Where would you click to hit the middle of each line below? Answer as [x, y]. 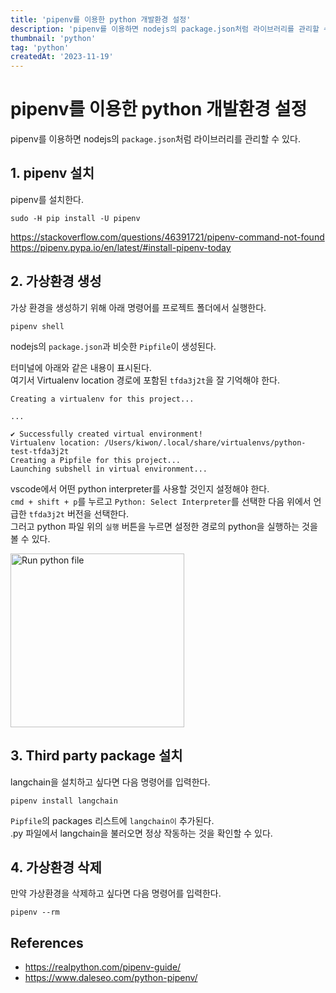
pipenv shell [37, 326]
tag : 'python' [40, 47]
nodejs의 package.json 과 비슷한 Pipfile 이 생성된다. [113, 346]
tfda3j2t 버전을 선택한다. [79, 513]
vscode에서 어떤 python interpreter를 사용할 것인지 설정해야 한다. [140, 488]
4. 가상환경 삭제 [56, 867]
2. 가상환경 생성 [56, 281]
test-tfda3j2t [40, 451]
